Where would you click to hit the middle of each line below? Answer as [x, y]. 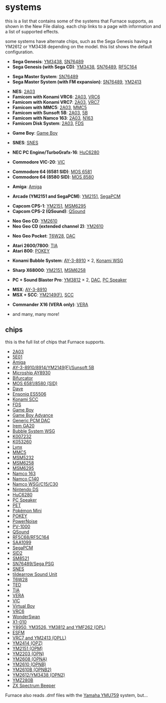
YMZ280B [23, 680]
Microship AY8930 [31, 373]
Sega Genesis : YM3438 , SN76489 [48, 61]
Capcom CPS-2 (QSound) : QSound [49, 211]
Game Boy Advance [33, 415]
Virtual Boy [24, 606]
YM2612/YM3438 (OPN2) [39, 675]
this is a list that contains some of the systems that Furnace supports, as [79, 21]
